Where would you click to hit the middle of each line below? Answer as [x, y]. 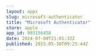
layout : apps [22, 11]
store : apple [22, 28]
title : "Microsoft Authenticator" [49, 22]
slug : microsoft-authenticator [44, 17]
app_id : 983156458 [29, 33]
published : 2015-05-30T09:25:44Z [47, 44]
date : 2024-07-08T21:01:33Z [41, 38]
